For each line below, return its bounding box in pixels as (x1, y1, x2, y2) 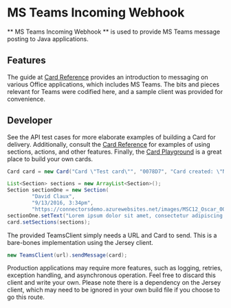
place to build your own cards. (7, 154, 93, 163)
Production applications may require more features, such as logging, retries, (7, 264, 223, 272)
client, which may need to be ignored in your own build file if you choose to (7, 286, 220, 294)
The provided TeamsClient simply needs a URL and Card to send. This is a (7, 231, 217, 239)
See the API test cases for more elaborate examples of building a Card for (7, 132, 216, 141)
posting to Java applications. (7, 34, 89, 43)
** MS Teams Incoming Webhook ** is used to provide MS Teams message (7, 27, 221, 36)
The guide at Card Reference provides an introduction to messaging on (7, 73, 208, 81)
